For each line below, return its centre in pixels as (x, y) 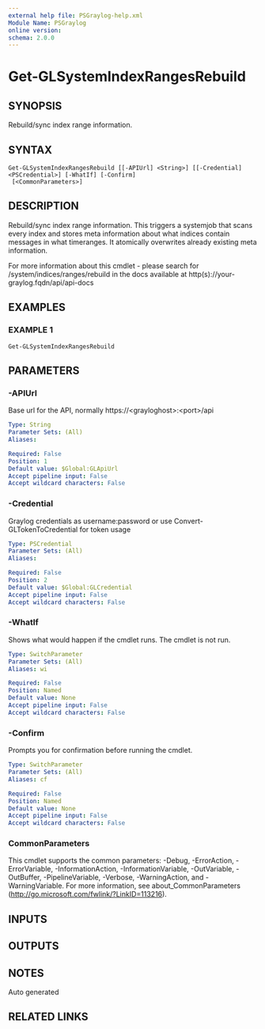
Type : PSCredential (40, 544)
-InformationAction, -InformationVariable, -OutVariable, (145, 869)
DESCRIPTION (44, 206)
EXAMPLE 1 (31, 330)
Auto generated (34, 992)
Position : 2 (28, 580)
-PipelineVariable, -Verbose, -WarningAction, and (123, 877)
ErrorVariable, (31, 869)
